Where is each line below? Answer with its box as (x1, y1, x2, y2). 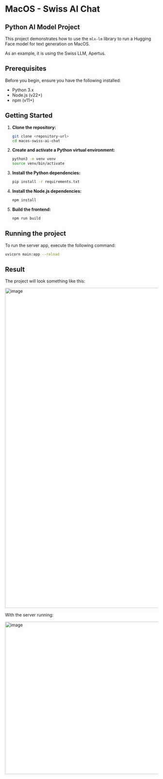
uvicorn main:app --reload (5, 252, 60, 257)
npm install (12, 198, 36, 202)
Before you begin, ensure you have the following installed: (5, 77, 121, 83)
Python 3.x (12, 87, 34, 93)
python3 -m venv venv (12, 157, 56, 161)
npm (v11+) (12, 97, 34, 103)
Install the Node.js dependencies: (12, 188, 81, 194)
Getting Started (5, 111, 53, 120)
